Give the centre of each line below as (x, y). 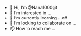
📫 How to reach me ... (32, 28)
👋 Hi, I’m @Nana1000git (34, 8)
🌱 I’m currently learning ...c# (38, 18)
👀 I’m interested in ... (30, 13)
